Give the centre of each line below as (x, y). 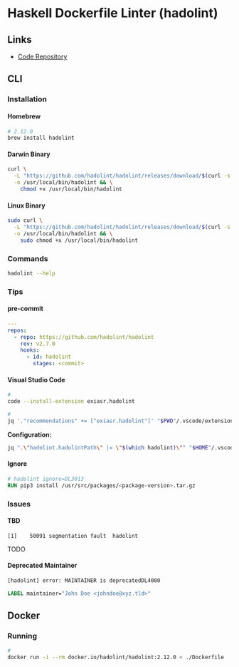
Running (22, 636)
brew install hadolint (41, 138)
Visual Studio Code (36, 380)
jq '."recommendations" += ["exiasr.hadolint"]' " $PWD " (92, 421)
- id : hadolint (49, 357)
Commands (28, 258)
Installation (27, 99)
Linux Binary (26, 205)
